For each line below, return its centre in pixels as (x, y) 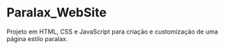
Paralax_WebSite (57, 13)
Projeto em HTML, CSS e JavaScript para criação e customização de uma (113, 32)
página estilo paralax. (37, 38)
